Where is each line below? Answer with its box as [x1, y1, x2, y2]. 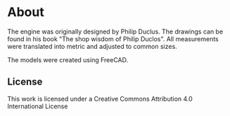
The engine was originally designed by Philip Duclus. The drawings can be [7, 27, 224, 36]
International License [7, 102, 68, 110]
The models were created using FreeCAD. [7, 55, 129, 64]
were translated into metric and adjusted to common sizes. [7, 42, 177, 50]
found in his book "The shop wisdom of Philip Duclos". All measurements [7, 34, 219, 43]
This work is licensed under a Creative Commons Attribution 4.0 [7, 94, 193, 103]
